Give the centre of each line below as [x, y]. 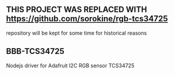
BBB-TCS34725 [35, 51]
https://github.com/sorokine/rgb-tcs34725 [87, 19]
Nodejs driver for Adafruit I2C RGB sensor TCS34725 [70, 65]
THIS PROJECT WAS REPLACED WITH [77, 10]
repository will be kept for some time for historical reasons [76, 33]
